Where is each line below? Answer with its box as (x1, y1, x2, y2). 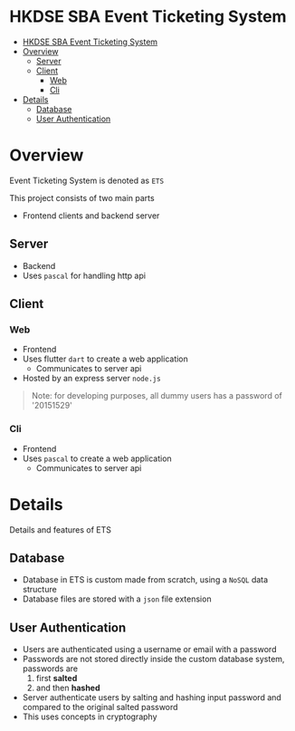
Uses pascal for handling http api (22, 270, 147, 281)
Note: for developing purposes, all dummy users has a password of (31, 390, 282, 401)
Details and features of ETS (9, 524, 111, 535)
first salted (35, 673, 78, 684)
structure (22, 584, 57, 595)
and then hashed (35, 682, 101, 694)
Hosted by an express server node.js (22, 373, 161, 384)
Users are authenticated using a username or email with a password (22, 644, 277, 655)
